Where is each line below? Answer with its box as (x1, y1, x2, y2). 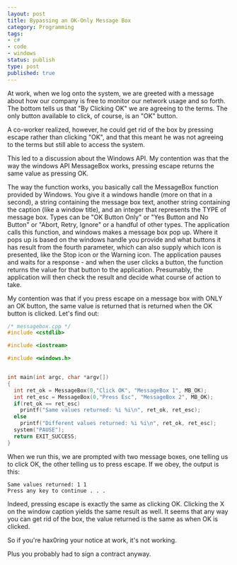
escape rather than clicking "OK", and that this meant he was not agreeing (7, 132, 224, 141)
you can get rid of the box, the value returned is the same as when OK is (7, 514, 219, 523)
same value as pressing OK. (7, 169, 89, 177)
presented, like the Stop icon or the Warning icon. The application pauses (7, 250, 221, 259)
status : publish (7, 57, 55, 64)
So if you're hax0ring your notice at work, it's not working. (7, 535, 177, 544)
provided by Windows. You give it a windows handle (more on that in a (7, 190, 213, 199)
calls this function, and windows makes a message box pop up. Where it (7, 228, 218, 236)
